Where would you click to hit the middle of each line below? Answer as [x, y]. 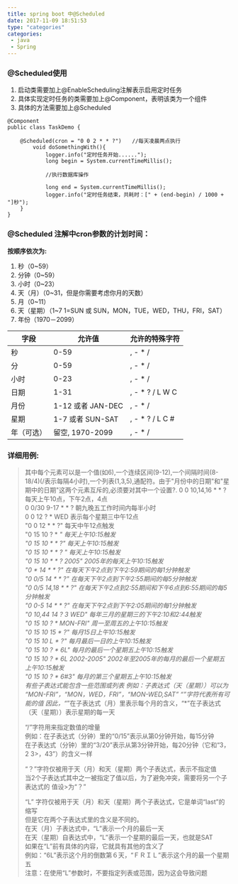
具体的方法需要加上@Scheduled [64, 108]
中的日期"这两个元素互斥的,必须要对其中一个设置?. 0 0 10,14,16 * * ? [129, 490]
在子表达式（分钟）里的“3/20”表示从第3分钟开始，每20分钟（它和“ [122, 745]
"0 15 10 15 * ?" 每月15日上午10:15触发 [80, 632]
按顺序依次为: [27, 251]
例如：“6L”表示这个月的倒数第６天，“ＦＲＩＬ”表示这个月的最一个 [121, 855]
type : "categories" [36, 27]
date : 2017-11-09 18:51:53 [47, 21]
